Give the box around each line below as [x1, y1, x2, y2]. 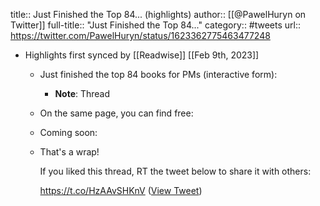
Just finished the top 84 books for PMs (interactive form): [39, 69, 278, 80]
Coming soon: [39, 127, 98, 138]
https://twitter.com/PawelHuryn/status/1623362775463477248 [10, 30, 271, 41]
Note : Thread [54, 88, 111, 99]
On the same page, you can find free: [39, 107, 194, 119]
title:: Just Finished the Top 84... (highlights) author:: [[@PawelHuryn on [10, 9, 307, 20]
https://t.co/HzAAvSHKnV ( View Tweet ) [39, 185, 203, 196]
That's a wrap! [39, 146, 100, 158]
